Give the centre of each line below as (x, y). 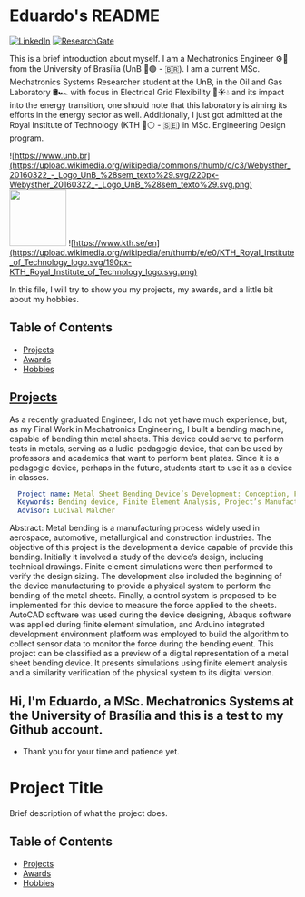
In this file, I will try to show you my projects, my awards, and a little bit (142, 289)
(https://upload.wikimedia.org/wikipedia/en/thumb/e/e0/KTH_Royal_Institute (152, 252)
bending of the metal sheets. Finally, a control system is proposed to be (143, 596)
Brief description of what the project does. (89, 813)
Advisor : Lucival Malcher (67, 511)
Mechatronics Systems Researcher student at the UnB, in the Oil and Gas (146, 82)
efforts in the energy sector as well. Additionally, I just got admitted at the (146, 114)
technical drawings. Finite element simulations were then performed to (142, 567)
